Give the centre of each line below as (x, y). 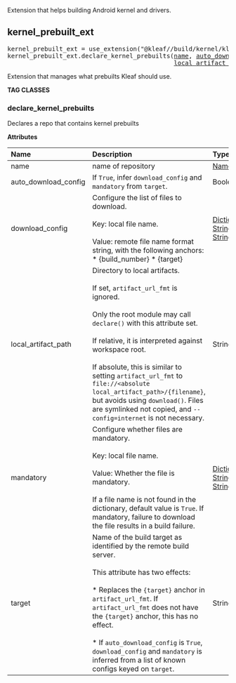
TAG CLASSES (29, 90)
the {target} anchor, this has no (145, 616)
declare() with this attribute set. (145, 324)
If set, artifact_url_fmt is (135, 289)
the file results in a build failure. (144, 526)
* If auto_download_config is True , (147, 643)
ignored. (106, 297)
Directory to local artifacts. (136, 271)
